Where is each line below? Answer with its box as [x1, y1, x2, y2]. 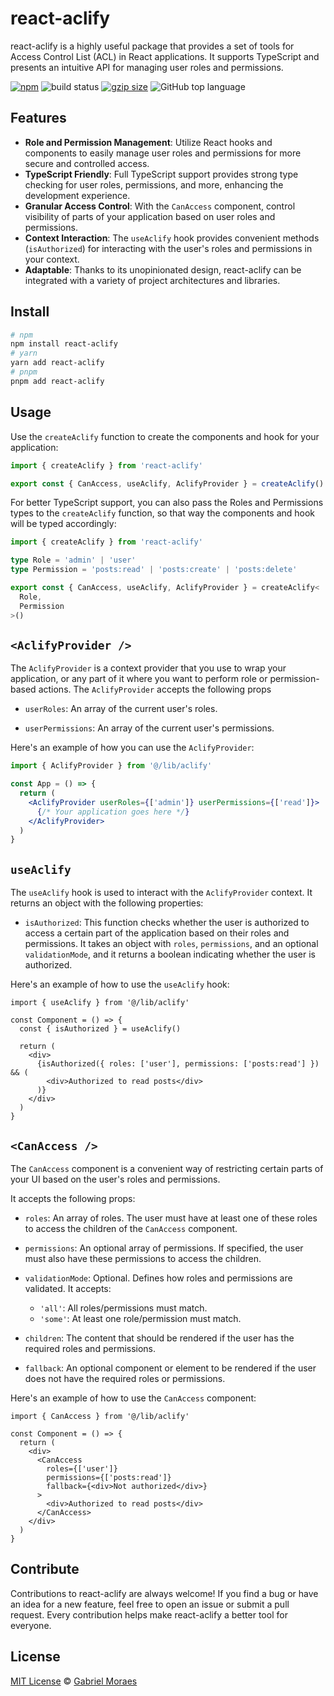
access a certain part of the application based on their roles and [24, 927, 290, 939]
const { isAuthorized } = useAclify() [19, 1024, 182, 1034]
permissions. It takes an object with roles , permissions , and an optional [24, 938, 319, 950]
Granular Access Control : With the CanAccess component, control [24, 200, 296, 212]
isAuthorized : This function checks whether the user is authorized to [24, 917, 310, 929]
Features [10, 110, 67, 127]
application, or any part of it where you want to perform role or [10, 673, 268, 685]
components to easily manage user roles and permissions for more [24, 147, 302, 159]
